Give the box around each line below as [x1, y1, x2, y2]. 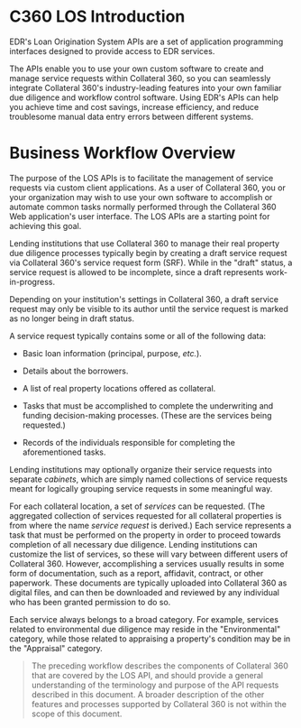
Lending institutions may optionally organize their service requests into [9, 464, 272, 475]
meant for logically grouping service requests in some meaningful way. [9, 483, 273, 493]
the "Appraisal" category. [9, 642, 104, 653]
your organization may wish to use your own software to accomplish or [9, 191, 273, 202]
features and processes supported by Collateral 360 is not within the [31, 698, 287, 709]
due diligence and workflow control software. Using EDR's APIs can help [9, 92, 279, 103]
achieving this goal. [9, 220, 82, 231]
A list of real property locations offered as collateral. [22, 382, 216, 393]
